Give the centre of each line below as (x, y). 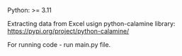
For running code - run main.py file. (59, 44)
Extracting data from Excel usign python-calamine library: (91, 23)
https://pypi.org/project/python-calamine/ (68, 31)
